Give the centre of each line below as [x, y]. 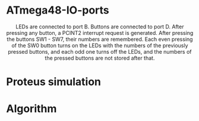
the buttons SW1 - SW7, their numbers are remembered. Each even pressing [100, 39]
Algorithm [31, 109]
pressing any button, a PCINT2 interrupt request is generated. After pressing [100, 32]
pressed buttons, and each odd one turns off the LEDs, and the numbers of [100, 51]
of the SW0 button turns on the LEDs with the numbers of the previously [100, 45]
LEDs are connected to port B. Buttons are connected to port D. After [100, 27]
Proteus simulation [53, 82]
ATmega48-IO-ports [58, 10]
